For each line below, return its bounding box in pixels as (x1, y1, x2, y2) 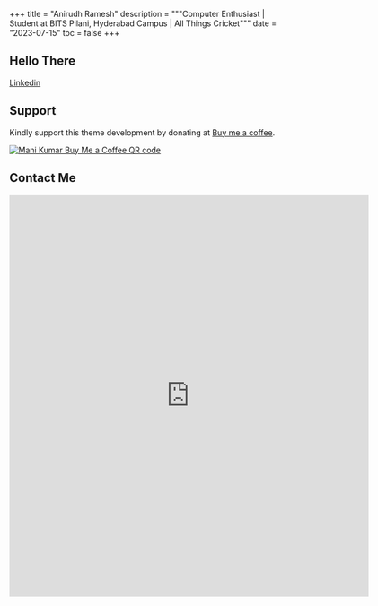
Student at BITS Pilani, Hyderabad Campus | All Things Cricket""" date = (9, 18, 277, 29)
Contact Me (9, 170, 76, 186)
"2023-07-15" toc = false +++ (9, 28, 120, 38)
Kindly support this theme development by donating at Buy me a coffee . (9, 126, 276, 138)
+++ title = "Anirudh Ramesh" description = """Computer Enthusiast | (9, 9, 265, 19)
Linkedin (9, 77, 41, 88)
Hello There (9, 54, 76, 69)
